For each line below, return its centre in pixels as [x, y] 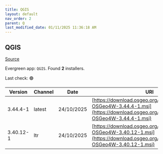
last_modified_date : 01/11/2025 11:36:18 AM [51, 28]
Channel [44, 92]
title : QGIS [17, 9]
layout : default [21, 14]
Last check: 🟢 [19, 78]
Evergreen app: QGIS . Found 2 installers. [45, 68]
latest [40, 109]
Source [12, 59]
